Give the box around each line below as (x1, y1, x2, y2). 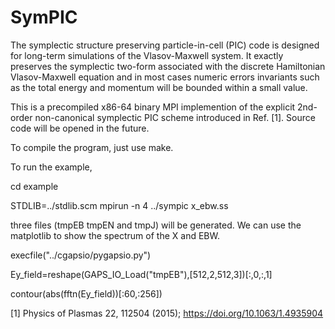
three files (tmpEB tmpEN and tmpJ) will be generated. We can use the (10, 219, 302, 231)
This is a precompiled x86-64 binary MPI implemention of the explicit (10, 101, 296, 113)
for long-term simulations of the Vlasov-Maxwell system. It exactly (10, 49, 284, 61)
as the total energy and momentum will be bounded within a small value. (10, 81, 308, 93)
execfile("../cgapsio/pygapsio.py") (10, 249, 152, 261)
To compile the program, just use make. (10, 141, 174, 153)
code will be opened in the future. (10, 122, 150, 134)
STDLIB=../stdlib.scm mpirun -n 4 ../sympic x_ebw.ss (10, 199, 229, 211)
